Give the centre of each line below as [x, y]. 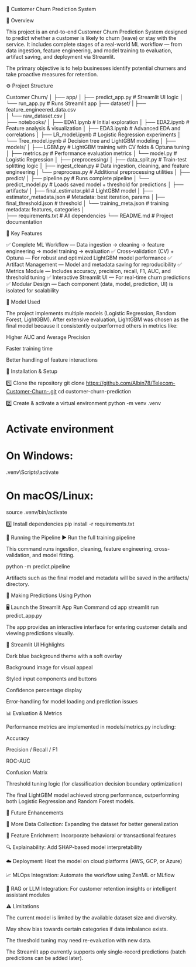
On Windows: [39, 456]
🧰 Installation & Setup [32, 371]
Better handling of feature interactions [52, 360]
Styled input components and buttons [51, 679]
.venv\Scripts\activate [32, 472]
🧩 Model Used [23, 302]
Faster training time [29, 348]
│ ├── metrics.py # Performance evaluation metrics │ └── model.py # [92, 153]
